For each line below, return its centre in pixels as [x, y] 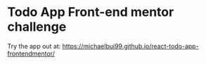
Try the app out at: [34, 46]
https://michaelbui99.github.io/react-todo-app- [130, 46]
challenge [37, 27]
